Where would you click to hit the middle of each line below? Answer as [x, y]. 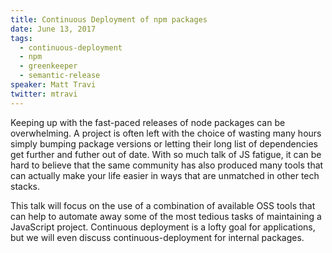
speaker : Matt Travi [53, 85]
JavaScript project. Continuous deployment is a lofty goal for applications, [163, 227]
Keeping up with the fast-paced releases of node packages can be [148, 122]
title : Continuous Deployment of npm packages [109, 19]
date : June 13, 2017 [53, 29]
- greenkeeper [48, 66]
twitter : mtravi [44, 94]
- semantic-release [60, 76]
